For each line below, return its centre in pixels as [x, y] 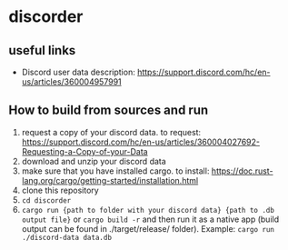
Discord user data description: [78, 72]
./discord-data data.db [67, 237]
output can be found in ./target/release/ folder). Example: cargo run [148, 228]
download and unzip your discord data [94, 161]
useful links [42, 50]
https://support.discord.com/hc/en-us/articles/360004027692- [141, 142]
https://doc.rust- [242, 171]
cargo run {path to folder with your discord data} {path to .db [148, 210]
